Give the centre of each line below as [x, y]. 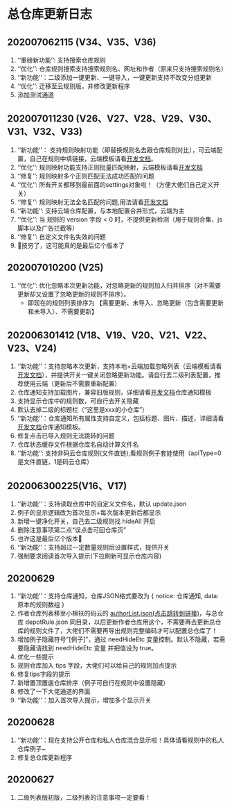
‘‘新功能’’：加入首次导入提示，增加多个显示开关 [84, 700]
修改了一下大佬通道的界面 [54, 691]
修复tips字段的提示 [44, 674]
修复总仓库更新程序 [45, 757]
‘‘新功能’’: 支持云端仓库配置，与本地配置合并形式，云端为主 [101, 211]
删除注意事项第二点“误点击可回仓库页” [72, 530]
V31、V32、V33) [45, 132]
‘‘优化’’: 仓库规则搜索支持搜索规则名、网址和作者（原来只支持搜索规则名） [122, 69]
